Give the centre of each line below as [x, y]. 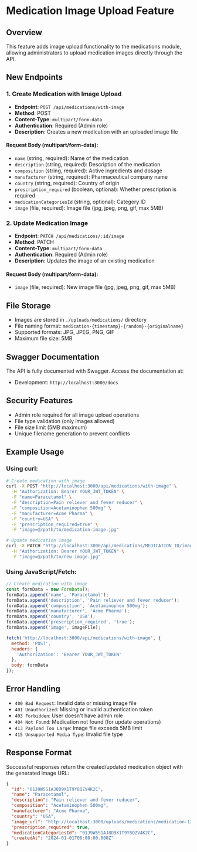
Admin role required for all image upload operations [77, 415]
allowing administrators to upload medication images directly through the [94, 53]
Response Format [39, 753]
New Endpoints [35, 77]
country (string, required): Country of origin [67, 183]
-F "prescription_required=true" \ [55, 524]
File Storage [28, 306]
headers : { [25, 649]
